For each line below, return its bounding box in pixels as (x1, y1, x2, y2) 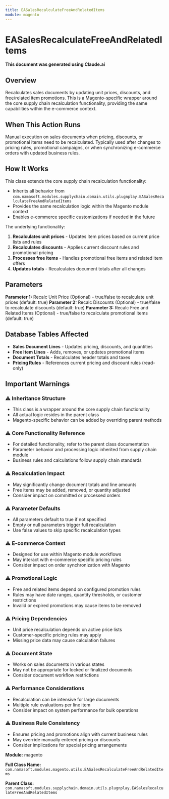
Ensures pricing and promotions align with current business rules (12, 731, 148, 737)
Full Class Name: (5, 762, 41, 768)
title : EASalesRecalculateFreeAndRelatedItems (5, 7, 105, 13)
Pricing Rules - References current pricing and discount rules (12, 359, 141, 366)
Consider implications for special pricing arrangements (12, 742, 127, 748)
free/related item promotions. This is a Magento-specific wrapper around (5, 95, 157, 101)
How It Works (5, 165, 49, 173)
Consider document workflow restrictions (12, 672, 99, 678)
